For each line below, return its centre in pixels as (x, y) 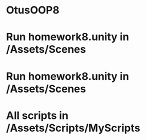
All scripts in (37, 115)
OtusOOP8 (33, 10)
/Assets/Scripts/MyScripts (73, 128)
